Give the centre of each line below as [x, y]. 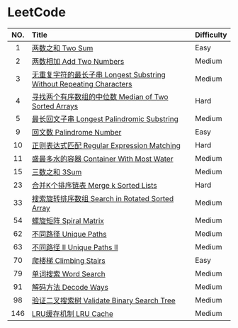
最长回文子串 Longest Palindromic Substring [105, 119]
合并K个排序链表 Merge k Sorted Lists [94, 185]
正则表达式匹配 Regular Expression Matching [106, 145]
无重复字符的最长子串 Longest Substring [99, 74]
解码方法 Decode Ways [70, 287]
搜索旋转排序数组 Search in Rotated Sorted [103, 198]
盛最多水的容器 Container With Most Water [102, 159]
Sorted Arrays [55, 106]
